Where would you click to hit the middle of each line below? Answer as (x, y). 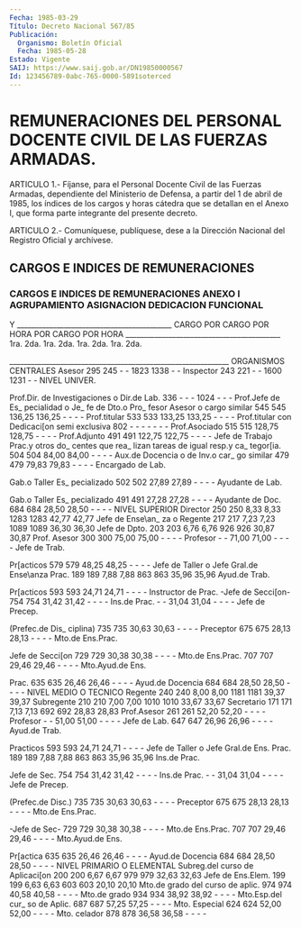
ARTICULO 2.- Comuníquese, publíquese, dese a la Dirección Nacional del (147, 230)
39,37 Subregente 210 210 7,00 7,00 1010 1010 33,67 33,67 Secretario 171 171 (151, 702)
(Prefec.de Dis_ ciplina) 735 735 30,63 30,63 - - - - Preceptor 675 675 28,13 (150, 629)
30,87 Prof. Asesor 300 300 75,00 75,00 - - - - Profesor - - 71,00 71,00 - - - (150, 538)
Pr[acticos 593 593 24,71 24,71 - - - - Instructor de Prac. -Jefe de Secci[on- (150, 592)
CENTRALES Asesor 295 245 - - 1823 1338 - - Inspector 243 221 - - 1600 (146, 371)
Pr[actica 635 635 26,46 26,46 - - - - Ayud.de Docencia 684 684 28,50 (142, 856)
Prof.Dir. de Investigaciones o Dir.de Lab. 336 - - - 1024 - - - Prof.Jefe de (145, 398)
